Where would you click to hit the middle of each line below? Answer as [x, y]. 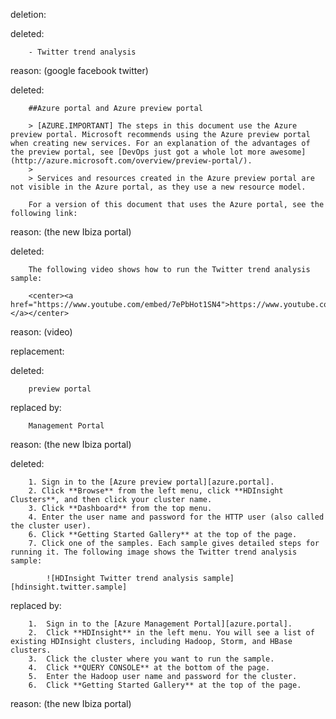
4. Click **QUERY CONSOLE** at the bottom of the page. [149, 668]
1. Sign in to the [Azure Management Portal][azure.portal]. [160, 624]
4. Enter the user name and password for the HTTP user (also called [176, 517]
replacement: [37, 351]
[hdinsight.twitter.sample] [69, 587]
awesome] [288, 152]
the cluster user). [51, 526]
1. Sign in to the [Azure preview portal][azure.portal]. [151, 482]
